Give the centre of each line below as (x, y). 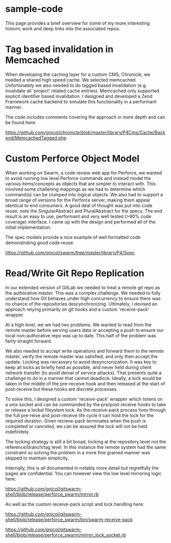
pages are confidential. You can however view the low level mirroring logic (83, 473)
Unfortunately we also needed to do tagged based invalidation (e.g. (76, 85)
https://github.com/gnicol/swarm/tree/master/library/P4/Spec (70, 252)
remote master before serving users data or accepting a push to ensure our (85, 330)
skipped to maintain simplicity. (37, 458)
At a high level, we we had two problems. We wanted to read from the (79, 325)
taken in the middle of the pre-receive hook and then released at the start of (85, 384)
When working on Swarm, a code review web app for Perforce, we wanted (84, 173)
